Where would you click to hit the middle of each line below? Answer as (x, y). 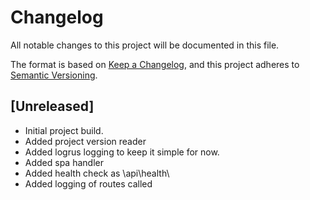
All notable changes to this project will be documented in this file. (145, 45)
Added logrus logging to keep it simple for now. (122, 152)
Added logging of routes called (88, 183)
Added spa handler (64, 162)
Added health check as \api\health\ (97, 173)
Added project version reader (85, 141)
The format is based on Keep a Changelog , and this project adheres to (155, 64)
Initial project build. (64, 130)
